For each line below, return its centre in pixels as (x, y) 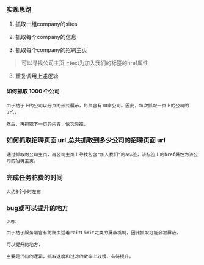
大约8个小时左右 (24, 192)
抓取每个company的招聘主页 (51, 50)
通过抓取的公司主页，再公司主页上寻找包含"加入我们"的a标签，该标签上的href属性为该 (100, 154)
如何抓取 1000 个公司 (33, 91)
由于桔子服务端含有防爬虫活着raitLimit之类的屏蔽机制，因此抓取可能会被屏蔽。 (94, 233)
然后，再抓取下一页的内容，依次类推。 (47, 124)
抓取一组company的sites (46, 24)
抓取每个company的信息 (46, 37)
